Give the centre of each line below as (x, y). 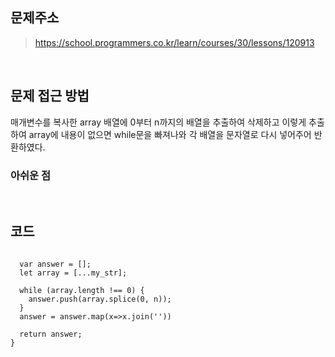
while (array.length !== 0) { (82, 290)
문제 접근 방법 (50, 96)
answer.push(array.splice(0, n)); (100, 299)
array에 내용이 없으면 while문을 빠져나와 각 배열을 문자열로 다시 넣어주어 (170, 134)
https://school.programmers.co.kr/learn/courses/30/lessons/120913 (174, 42)
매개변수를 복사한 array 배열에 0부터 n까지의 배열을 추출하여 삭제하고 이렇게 (158, 122)
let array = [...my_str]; (73, 273)
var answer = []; (55, 264)
